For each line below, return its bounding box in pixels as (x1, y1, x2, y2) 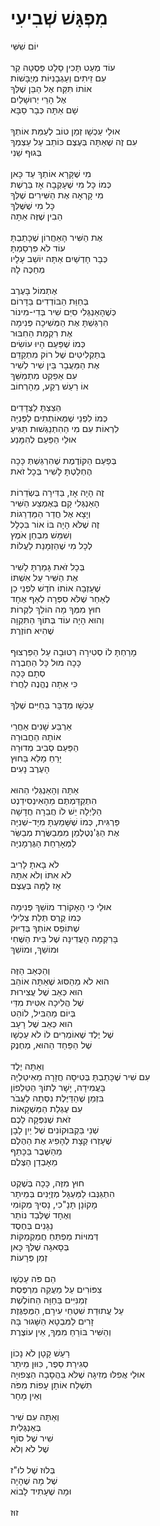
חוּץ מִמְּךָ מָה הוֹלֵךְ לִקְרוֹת (10, 603, 102, 615)
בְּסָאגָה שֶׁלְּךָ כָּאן (10, 1240, 70, 1252)
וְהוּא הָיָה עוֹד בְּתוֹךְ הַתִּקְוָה (10, 613, 105, 626)
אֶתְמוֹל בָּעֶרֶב (10, 284, 58, 296)
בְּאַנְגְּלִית (10, 1421, 42, 1433)
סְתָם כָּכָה (10, 667, 46, 679)
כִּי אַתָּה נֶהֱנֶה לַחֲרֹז (10, 677, 78, 689)
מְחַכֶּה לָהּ (10, 263, 46, 275)
